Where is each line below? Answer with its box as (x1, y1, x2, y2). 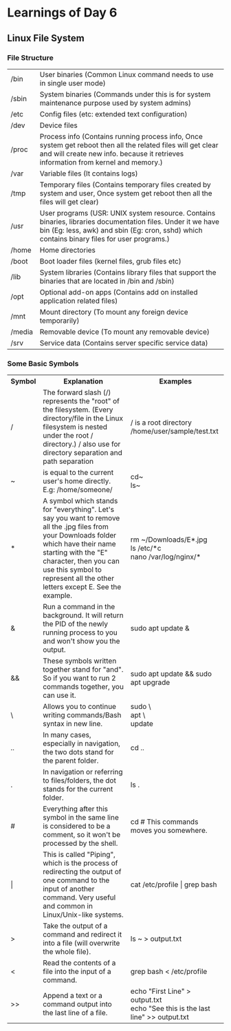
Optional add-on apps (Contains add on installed (39, 287, 198, 297)
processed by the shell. (42, 838, 118, 848)
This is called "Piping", (42, 850, 115, 860)
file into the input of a (42, 967, 111, 977)
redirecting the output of (42, 867, 122, 877)
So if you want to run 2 (42, 673, 116, 683)
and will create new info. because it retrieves (39, 149, 184, 158)
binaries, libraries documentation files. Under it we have (39, 217, 220, 226)
